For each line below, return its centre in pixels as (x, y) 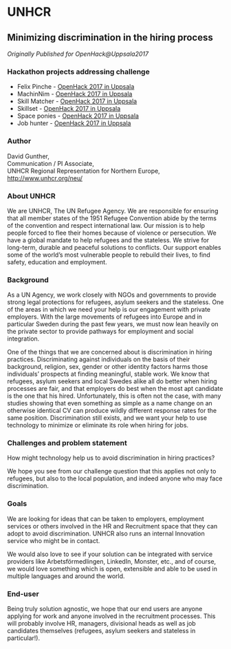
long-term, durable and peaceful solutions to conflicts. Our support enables (114, 247)
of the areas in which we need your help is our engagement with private (109, 310)
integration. (23, 339)
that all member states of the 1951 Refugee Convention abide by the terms (112, 218)
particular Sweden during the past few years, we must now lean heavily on (113, 324)
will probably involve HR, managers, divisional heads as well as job (101, 624)
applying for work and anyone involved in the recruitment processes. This (111, 616)
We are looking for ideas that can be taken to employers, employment (106, 519)
